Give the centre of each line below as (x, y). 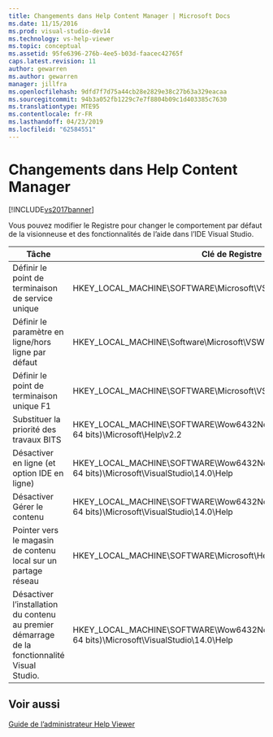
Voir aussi (34, 704)
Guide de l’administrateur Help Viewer (72, 724)
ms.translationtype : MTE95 (54, 107)
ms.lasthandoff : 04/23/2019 (56, 122)
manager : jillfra (38, 84)
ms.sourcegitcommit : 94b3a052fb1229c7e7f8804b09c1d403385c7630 (118, 99)
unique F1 (32, 406)
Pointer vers (36, 530)
